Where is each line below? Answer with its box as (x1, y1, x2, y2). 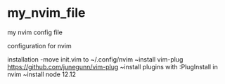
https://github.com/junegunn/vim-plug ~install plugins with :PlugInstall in (7, 62, 218, 71)
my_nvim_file (7, 5, 86, 21)
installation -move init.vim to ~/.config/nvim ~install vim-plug (7, 55, 184, 64)
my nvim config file (7, 28, 63, 36)
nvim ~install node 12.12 (7, 70, 76, 78)
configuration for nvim (7, 41, 72, 50)
